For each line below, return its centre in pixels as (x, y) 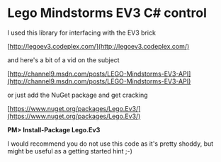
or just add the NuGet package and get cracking (78, 95)
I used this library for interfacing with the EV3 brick (81, 33)
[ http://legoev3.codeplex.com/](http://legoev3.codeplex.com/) (98, 46)
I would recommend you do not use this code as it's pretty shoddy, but (110, 144)
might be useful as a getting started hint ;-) (70, 151)
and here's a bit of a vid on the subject (63, 60)
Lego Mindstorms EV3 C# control (107, 13)
